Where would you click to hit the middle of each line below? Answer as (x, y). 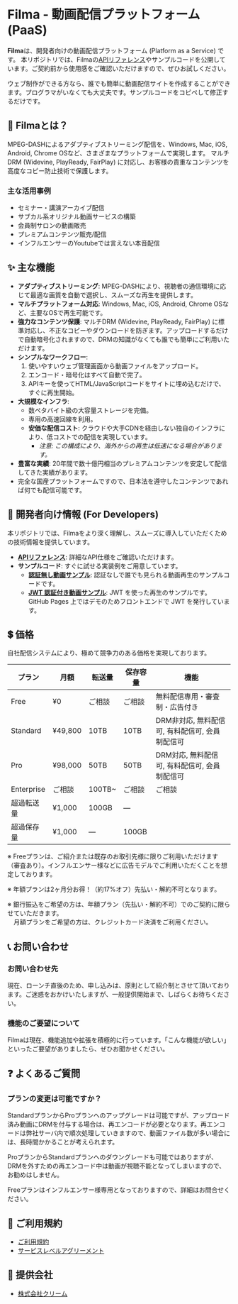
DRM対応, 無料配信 (187, 755)
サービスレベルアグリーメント (61, 1250)
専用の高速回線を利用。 (62, 419)
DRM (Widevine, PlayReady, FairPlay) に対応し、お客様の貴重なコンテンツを (118, 162)
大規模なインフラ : (43, 401)
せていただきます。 (35, 913)
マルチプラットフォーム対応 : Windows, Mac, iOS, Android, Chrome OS (120, 304)
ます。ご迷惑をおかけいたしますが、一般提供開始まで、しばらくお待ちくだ (115, 995)
